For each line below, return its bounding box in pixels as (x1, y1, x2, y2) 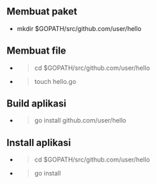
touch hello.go (34, 77, 77, 85)
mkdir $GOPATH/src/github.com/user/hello (16, 24, 142, 32)
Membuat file (6, 45, 66, 57)
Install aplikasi (6, 137, 71, 149)
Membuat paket (6, 6, 77, 18)
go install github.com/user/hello (34, 116, 127, 125)
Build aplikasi (6, 98, 67, 110)
